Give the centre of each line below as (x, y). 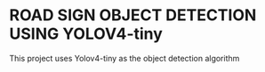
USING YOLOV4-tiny (86, 34)
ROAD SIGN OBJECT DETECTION (133, 15)
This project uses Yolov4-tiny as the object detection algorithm (124, 58)
